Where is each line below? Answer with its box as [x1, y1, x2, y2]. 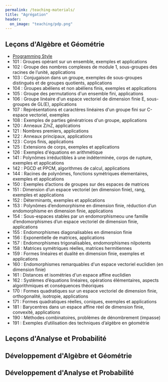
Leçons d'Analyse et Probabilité [5, 334, 107, 343]
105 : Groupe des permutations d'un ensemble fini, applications [12, 91, 144, 97]
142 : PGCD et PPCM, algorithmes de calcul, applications [12, 165, 130, 171]
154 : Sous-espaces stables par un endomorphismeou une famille [12, 213, 148, 219]
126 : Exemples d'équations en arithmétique [12, 149, 103, 156]
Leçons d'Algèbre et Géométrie [5, 40, 105, 48]
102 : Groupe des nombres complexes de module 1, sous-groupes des [12, 64, 157, 70]
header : [5, 17, 22, 22]
